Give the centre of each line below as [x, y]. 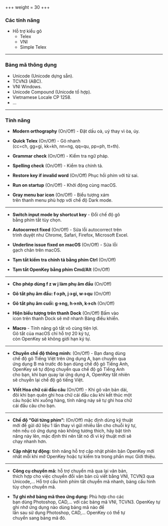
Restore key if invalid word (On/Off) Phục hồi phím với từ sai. [75, 175]
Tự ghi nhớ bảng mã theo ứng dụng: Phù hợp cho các [68, 496]
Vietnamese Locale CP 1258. [42, 97]
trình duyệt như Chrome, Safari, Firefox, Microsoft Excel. [70, 235]
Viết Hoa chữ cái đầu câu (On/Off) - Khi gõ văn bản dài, [70, 389]
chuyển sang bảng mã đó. [39, 518]
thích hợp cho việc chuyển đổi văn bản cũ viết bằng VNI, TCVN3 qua [83, 476]
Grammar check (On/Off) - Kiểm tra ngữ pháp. [60, 156]
